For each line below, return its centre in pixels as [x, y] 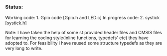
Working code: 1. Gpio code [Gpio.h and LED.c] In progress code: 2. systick [83, 18]
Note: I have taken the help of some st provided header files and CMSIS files [83, 33]
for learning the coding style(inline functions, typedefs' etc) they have [77, 38]
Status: [14, 7]
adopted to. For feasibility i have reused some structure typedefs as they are [84, 43]
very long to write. [24, 49]
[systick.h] [16, 23]
